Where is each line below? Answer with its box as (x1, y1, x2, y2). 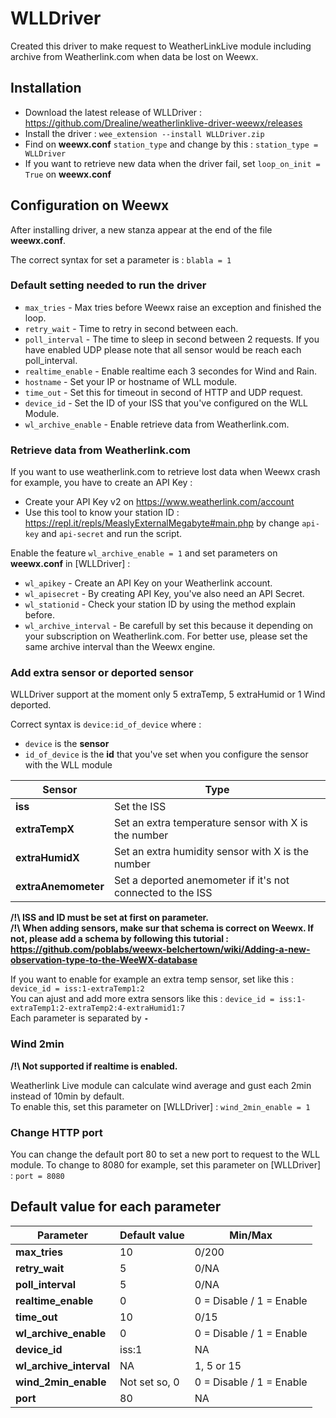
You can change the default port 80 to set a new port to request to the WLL (10, 1148, 321, 1161)
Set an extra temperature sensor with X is (113, 816, 309, 830)
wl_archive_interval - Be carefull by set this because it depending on (24, 620, 314, 632)
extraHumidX (15, 851, 80, 865)
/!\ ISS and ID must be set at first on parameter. (10, 912, 210, 924)
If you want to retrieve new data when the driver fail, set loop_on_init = (24, 157, 321, 169)
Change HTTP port (10, 1125, 103, 1139)
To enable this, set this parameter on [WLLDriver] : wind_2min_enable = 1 (10, 1100, 311, 1112)
